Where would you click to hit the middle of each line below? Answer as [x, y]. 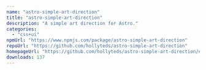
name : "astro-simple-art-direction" [53, 12]
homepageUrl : [23, 52]
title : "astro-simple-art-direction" [55, 18]
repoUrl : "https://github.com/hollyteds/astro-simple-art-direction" [97, 46]
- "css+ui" [26, 35]
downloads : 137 [26, 57]
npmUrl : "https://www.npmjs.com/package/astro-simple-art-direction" [97, 40]
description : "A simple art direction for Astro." [72, 23]
